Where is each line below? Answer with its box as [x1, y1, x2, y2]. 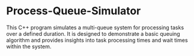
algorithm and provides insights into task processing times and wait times [6, 36, 188, 43]
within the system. [6, 43, 52, 50]
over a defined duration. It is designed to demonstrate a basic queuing [6, 30, 180, 37]
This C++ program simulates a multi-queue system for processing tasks [6, 24, 184, 31]
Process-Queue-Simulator [6, 4, 141, 18]
